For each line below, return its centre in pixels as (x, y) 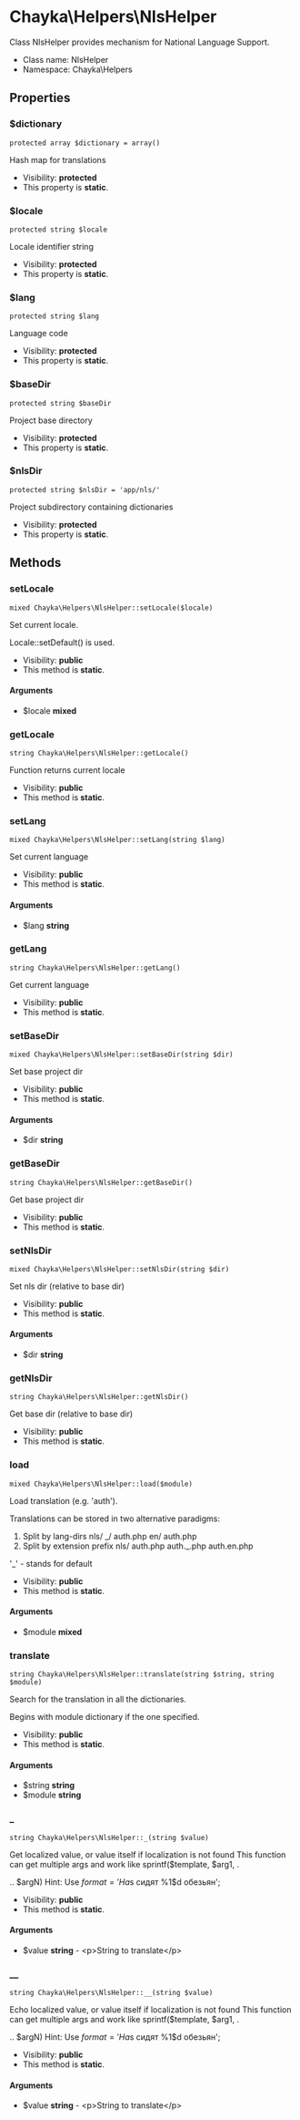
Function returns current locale (67, 770)
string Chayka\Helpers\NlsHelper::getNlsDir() (99, 1397)
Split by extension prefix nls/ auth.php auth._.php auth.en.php (138, 1546)
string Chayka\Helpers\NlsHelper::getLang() (95, 968)
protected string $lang (55, 316)
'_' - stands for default (51, 1563)
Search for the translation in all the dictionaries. (98, 1699)
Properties (40, 98)
